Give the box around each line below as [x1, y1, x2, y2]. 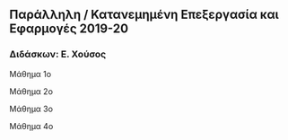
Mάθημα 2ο [9, 85, 54, 97]
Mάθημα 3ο [9, 103, 54, 114]
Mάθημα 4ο [9, 120, 54, 131]
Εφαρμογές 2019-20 [9, 22, 128, 37]
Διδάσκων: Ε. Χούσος [9, 48, 107, 61]
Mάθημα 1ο [9, 68, 52, 79]
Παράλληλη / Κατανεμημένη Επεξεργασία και [9, 7, 280, 22]
